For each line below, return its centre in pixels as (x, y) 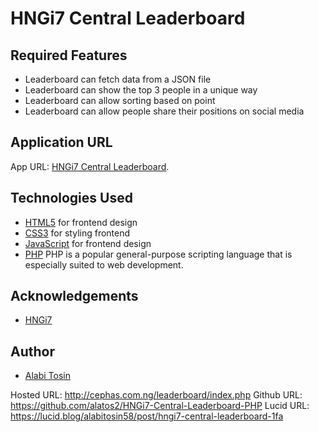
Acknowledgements (74, 296)
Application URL (61, 142)
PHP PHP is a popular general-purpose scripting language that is (158, 254)
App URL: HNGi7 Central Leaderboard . (90, 166)
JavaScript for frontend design (88, 243)
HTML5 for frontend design (81, 222)
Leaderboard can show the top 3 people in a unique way (141, 90)
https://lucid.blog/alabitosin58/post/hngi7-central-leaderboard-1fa (147, 416)
